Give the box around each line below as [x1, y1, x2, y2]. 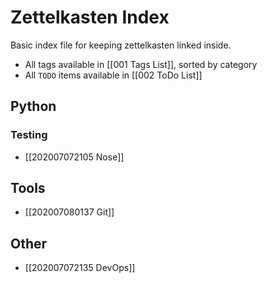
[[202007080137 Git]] [24, 206, 115, 218]
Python [10, 98, 57, 115]
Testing [10, 128, 48, 142]
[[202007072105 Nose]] [24, 151, 125, 163]
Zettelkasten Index [10, 6, 170, 29]
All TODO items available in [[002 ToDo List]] [24, 69, 203, 81]
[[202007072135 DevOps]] [24, 262, 136, 274]
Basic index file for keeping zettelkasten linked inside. [10, 39, 232, 51]
